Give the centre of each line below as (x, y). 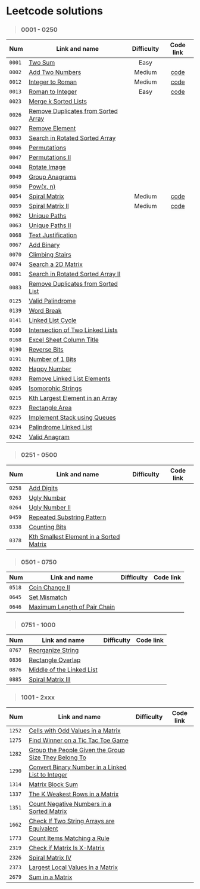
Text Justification (53, 236)
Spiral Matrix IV (50, 857)
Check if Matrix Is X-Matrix (67, 848)
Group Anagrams (53, 177)
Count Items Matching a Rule (69, 838)
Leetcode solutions (54, 11)
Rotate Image (47, 167)
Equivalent (43, 828)
